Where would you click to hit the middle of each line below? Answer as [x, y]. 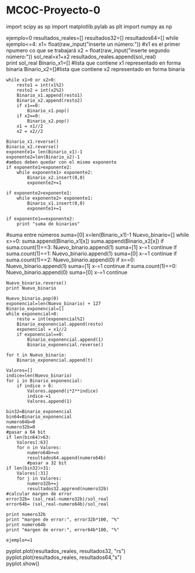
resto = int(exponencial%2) [51, 319]
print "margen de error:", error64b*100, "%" [63, 530]
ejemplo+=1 [19, 540]
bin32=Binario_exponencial [39, 411]
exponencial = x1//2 [42, 329]
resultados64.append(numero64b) [67, 458]
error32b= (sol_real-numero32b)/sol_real [58, 499]
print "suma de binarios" [48, 224]
